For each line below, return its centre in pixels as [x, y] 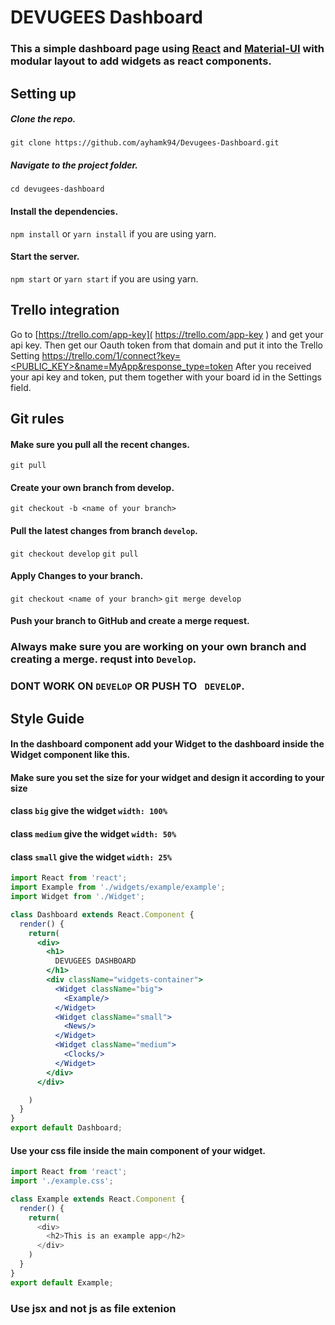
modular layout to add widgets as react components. [141, 61]
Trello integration [65, 310]
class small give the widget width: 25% [91, 857]
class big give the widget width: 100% [89, 811]
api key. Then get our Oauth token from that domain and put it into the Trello [166, 345]
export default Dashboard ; [66, 1128]
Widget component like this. [70, 755]
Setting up [43, 93]
